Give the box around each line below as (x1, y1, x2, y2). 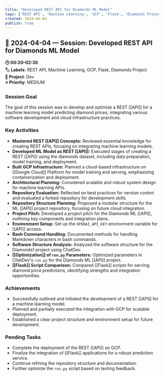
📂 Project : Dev (5, 74, 34, 80)
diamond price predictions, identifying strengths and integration (12, 267, 141, 273)
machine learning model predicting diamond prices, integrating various (5, 110, 148, 115)
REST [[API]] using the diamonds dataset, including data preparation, (12, 153, 151, 159)
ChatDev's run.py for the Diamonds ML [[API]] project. (12, 257, 122, 263)
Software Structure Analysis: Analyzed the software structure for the (12, 242, 153, 247)
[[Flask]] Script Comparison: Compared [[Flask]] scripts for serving (12, 262, 150, 268)
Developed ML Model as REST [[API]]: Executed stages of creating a (12, 148, 151, 154)
